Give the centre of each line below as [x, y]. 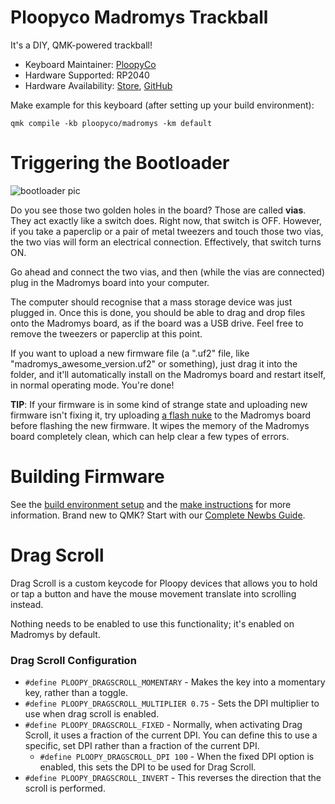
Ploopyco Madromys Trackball [139, 17]
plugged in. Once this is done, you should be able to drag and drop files [158, 312]
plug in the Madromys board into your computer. [110, 282]
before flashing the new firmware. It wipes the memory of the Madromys [160, 425]
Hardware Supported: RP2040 [87, 75]
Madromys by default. [55, 634]
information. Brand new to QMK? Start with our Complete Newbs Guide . [158, 515]
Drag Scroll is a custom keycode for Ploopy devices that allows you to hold [164, 583]
